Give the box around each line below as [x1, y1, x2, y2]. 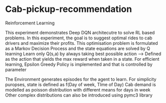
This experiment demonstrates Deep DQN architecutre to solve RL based [5, 29, 155, 35]
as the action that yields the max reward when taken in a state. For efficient [5, 56, 160, 62]
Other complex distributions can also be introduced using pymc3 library [5, 92, 153, 98]
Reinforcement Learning [5, 20, 55, 26]
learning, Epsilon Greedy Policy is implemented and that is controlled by [5, 61, 153, 67]
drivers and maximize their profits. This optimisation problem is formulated [5, 40, 158, 46]
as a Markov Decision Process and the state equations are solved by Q [5, 45, 151, 51]
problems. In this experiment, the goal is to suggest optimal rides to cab [5, 35, 153, 41]
